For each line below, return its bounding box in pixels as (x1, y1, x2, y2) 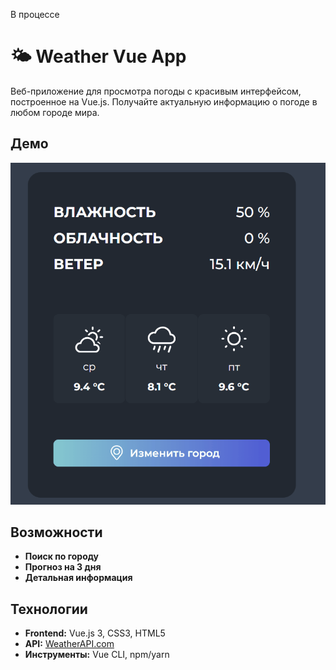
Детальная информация (24, 572, 133, 584)
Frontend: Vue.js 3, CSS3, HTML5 (24, 627, 166, 639)
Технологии (10, 600, 88, 618)
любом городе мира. (10, 106, 100, 118)
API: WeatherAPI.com (24, 638, 115, 650)
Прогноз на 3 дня (24, 561, 102, 573)
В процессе (10, 9, 60, 20)
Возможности (10, 524, 103, 541)
